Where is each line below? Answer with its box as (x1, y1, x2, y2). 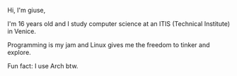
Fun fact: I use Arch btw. (7, 62, 79, 70)
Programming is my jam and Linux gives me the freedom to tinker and (7, 41, 210, 49)
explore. (7, 49, 32, 56)
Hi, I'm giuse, (7, 6, 46, 14)
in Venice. (7, 27, 37, 35)
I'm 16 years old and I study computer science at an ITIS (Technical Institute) (7, 20, 230, 27)
